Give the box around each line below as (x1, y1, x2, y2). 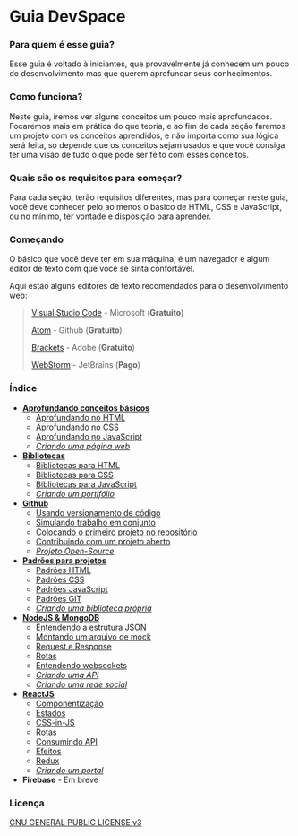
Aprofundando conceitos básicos (21, 402, 150, 414)
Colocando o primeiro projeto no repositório (35, 527, 198, 537)
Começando (9, 233, 64, 246)
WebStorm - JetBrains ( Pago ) (30, 360, 141, 370)
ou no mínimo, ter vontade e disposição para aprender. (9, 211, 212, 222)
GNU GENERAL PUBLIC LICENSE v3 (9, 816, 142, 827)
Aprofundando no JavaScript (35, 431, 143, 441)
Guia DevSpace (9, 6, 126, 27)
